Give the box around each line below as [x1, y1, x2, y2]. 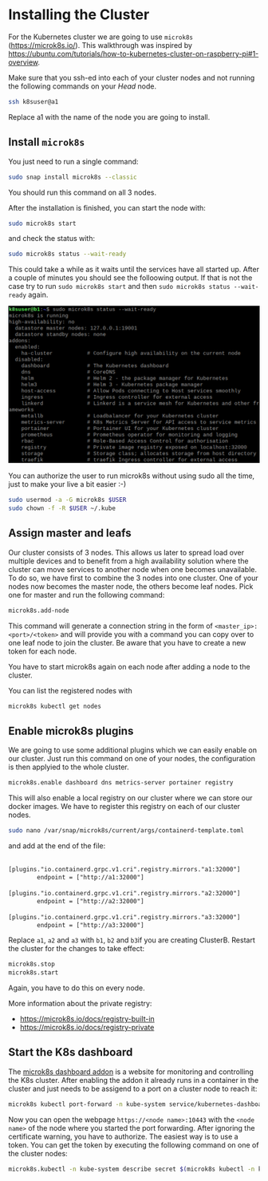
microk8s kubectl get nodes [8, 702, 102, 710]
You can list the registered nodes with [8, 685, 133, 695]
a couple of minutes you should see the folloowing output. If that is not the [8, 273, 253, 282]
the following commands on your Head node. [8, 81, 157, 91]
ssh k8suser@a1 [8, 97, 59, 105]
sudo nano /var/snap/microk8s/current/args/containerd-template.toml [8, 827, 245, 835]
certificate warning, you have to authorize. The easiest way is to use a [8, 1132, 238, 1141]
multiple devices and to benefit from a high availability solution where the [8, 556, 249, 566]
